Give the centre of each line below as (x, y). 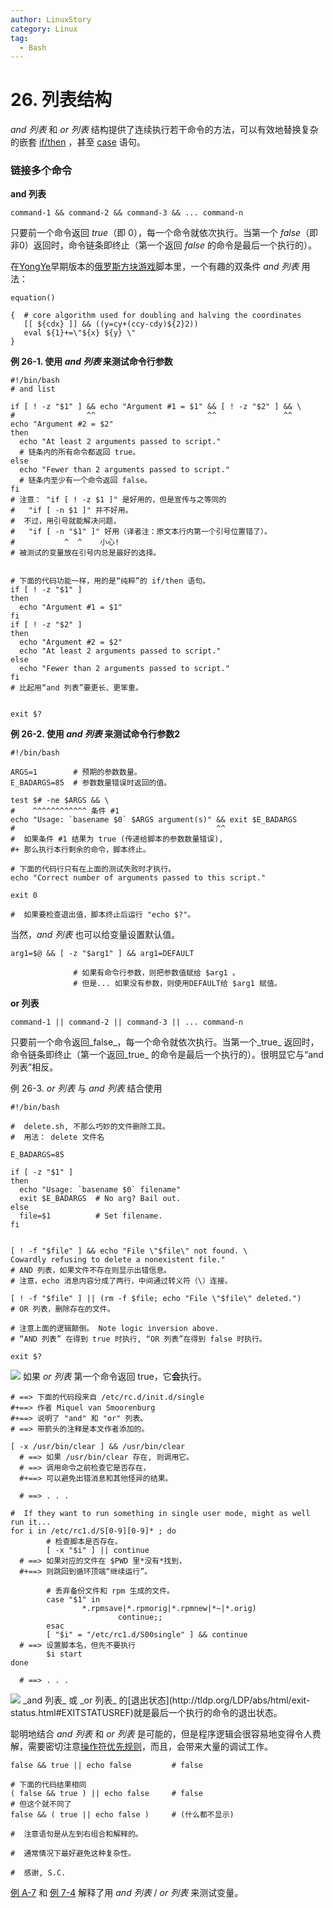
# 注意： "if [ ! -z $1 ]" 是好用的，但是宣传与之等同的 (118, 500)
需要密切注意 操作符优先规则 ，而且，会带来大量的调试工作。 (150, 1747)
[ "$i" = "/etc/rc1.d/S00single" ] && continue (147, 1635)
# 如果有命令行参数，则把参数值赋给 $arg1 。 (156, 973)
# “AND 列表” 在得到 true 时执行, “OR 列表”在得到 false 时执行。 (138, 1339)
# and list (33, 389)
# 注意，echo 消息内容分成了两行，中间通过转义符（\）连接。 (121, 1281)
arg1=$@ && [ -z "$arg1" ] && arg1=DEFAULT (102, 954)
